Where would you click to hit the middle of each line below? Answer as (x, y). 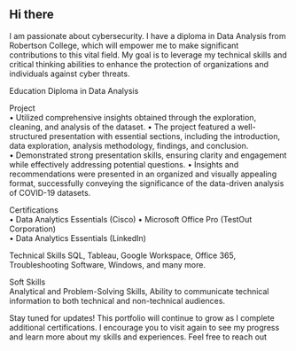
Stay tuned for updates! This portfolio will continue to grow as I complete (142, 317)
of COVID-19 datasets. (50, 192)
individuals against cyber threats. (70, 74)
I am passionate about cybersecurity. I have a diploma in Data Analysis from (148, 35)
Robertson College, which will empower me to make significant (124, 45)
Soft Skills (27, 282)
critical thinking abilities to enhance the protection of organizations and (139, 64)
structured (28, 136)
